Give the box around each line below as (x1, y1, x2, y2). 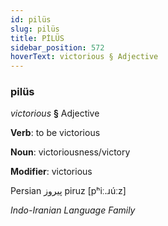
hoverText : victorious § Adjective (10, 52, 159, 62)
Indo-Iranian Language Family (10, 204, 136, 216)
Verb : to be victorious (10, 127, 101, 139)
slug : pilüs (10, 24, 60, 34)
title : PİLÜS (10, 33, 65, 43)
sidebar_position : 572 (10, 42, 105, 53)
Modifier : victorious (10, 166, 93, 178)
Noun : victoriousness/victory (10, 146, 131, 158)
